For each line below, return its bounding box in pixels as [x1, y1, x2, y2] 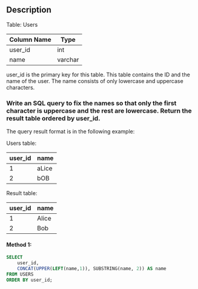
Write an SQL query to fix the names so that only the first [6, 99, 177, 107]
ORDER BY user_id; [6, 277, 53, 283]
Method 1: [6, 241, 32, 248]
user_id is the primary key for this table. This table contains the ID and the [6, 71, 191, 78]
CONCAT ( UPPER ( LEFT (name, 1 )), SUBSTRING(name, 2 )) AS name [17, 266, 167, 272]
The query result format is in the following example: [6, 128, 135, 135]
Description [6, 5, 51, 15]
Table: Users [6, 21, 38, 28]
